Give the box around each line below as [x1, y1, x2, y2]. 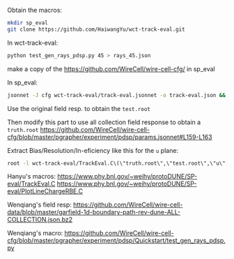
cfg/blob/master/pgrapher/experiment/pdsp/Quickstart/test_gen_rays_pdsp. [7, 237, 226, 245]
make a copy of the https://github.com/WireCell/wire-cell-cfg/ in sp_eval [7, 64, 216, 73]
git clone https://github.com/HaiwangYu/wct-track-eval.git [7, 26, 186, 33]
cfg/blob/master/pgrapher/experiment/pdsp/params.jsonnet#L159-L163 [7, 133, 212, 141]
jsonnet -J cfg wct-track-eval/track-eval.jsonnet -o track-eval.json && [7, 91, 226, 98]
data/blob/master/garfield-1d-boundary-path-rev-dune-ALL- [7, 208, 181, 216]
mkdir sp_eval [7, 20, 49, 27]
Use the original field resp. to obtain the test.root [7, 104, 151, 112]
